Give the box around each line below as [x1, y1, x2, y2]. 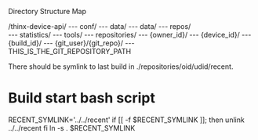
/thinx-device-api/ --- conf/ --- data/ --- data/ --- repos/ [8, 22, 191, 31]
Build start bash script [8, 89, 155, 107]
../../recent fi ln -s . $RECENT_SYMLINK [8, 123, 136, 132]
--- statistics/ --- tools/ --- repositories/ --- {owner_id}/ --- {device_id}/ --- [8, 31, 252, 39]
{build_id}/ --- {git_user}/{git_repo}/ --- [8, 38, 135, 48]
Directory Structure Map [8, 7, 87, 16]
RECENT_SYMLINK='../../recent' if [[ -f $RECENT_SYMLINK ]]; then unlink [8, 115, 245, 124]
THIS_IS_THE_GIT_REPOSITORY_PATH [8, 47, 132, 56]
